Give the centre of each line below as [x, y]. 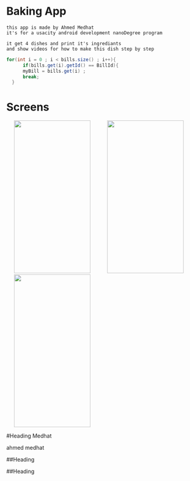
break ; [31, 77]
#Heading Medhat [29, 436]
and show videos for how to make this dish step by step [80, 49]
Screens [28, 107]
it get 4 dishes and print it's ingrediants [64, 43]
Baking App [36, 11]
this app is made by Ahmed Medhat [50, 28]
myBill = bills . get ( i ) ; [54, 71]
